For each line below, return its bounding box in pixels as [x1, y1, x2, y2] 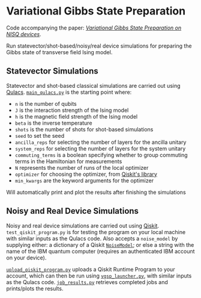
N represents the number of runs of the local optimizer [14, 164, 149, 171]
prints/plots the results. [6, 285, 64, 292]
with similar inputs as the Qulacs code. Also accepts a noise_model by [6, 235, 178, 242]
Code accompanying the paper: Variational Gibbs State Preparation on [6, 24, 182, 31]
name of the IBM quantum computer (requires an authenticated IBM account [6, 247, 195, 255]
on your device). [6, 254, 47, 261]
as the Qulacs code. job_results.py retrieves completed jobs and [6, 278, 168, 285]
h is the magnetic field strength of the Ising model [14, 113, 138, 120]
